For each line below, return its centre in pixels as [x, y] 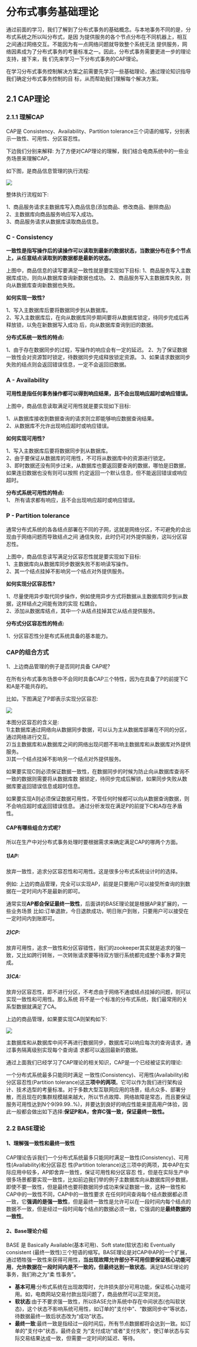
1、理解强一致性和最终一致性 [41, 1143]
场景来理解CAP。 [32, 158]
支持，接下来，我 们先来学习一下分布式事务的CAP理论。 [74, 59]
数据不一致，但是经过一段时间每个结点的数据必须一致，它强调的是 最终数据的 [98, 1209]
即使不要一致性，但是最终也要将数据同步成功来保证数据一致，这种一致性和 [96, 1187]
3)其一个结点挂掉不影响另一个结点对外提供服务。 [65, 759]
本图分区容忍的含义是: [33, 722]
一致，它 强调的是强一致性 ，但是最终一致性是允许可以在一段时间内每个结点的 [98, 1202]
